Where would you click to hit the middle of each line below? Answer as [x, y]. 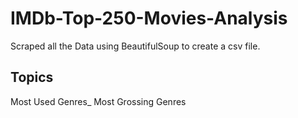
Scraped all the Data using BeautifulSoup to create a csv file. [135, 46]
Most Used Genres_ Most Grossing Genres [98, 101]
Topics [32, 77]
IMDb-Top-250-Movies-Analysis [149, 18]
